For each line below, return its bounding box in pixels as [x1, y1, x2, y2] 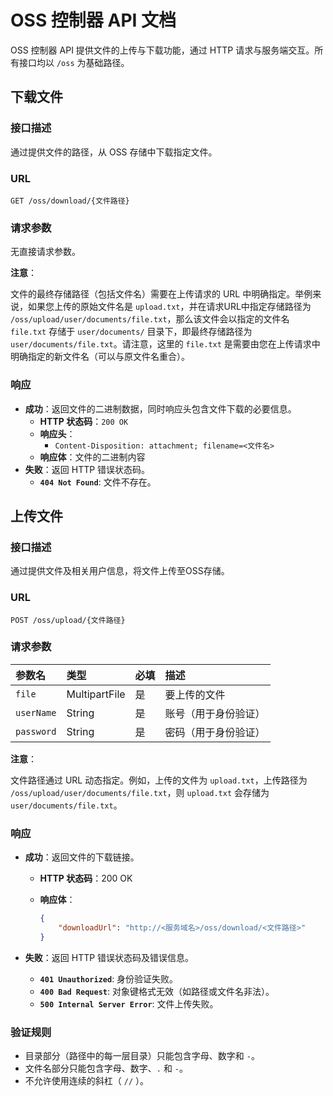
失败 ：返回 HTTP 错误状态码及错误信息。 [24, 951, 195, 963]
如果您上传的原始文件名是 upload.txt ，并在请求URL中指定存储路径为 [27, 301, 312, 313]
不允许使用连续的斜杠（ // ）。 [24, 1075, 149, 1087]
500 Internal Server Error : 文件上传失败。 [39, 997, 219, 1010]
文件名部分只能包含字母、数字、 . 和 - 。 [24, 1062, 189, 1075]
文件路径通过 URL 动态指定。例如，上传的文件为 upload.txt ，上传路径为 [10, 774, 308, 786]
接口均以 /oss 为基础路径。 [18, 56, 130, 68]
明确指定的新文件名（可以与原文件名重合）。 [10, 351, 190, 363]
